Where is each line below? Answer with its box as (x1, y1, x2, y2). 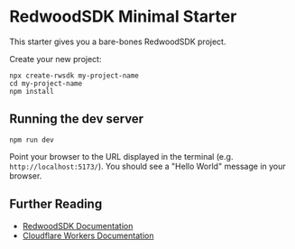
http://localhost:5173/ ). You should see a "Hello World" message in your (9, 161, 286, 171)
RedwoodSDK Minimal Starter (9, 6, 237, 27)
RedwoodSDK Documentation (22, 220, 134, 231)
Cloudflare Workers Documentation (22, 230, 154, 241)
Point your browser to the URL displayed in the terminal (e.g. (9, 151, 234, 161)
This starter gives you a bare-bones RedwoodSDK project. (9, 36, 226, 47)
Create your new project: (9, 53, 102, 64)
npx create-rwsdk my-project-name (9, 70, 140, 80)
